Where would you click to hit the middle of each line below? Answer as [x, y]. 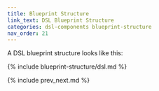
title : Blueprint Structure [48, 14]
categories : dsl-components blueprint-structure [79, 27]
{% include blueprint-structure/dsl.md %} [67, 66]
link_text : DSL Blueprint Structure [61, 20]
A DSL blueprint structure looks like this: [65, 53]
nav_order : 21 [28, 33]
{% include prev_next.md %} [48, 80]
